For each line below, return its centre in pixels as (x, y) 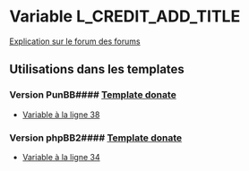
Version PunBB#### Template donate (93, 95)
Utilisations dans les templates (97, 69)
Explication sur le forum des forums (75, 41)
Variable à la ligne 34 (61, 157)
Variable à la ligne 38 (61, 115)
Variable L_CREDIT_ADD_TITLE (125, 17)
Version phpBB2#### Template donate (96, 138)
